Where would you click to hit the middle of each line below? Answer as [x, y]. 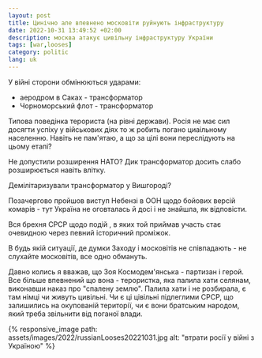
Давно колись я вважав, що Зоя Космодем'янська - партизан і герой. [126, 271]
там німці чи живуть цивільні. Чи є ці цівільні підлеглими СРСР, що [121, 296]
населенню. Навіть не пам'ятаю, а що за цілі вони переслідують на [122, 138]
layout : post [30, 15]
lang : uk [22, 60]
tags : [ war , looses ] [40, 45]
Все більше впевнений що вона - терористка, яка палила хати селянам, [129, 280]
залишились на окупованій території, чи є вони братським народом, [124, 305]
